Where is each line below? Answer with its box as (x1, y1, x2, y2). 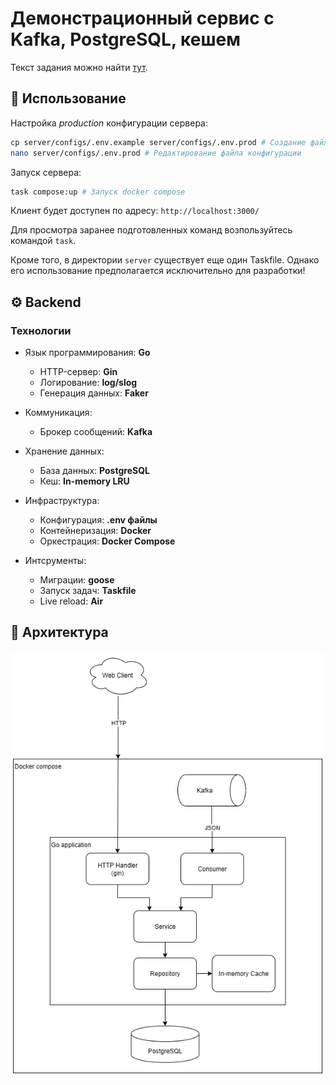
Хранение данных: (24, 445, 105, 457)
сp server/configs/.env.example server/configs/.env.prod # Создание (10, 137, 307, 147)
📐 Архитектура (10, 624, 109, 641)
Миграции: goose (39, 574, 115, 586)
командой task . (10, 235, 77, 247)
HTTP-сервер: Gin (39, 366, 118, 378)
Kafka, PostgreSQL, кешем (10, 28, 241, 51)
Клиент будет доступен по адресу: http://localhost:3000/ (10, 205, 260, 217)
